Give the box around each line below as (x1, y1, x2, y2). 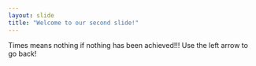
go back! (8, 49, 37, 58)
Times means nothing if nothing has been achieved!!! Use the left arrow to (8, 40, 248, 49)
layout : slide (8, 11, 55, 20)
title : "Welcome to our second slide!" (8, 19, 139, 27)
